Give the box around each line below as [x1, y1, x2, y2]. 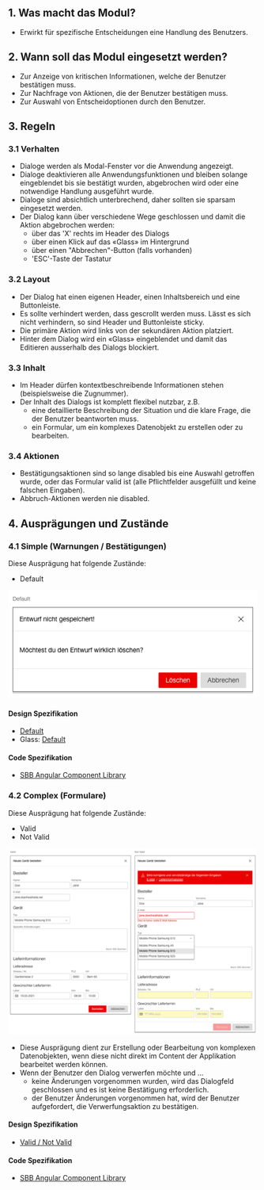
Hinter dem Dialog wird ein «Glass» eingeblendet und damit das [19, 334, 228, 343]
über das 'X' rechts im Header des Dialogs [31, 229, 170, 239]
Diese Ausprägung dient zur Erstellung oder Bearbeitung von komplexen [19, 1043, 256, 1052]
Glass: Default [19, 735, 66, 744]
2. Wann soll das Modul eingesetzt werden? [8, 51, 228, 64]
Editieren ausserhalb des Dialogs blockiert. [19, 342, 160, 352]
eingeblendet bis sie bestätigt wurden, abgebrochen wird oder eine [19, 178, 239, 188]
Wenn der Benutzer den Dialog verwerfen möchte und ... [19, 1068, 204, 1077]
